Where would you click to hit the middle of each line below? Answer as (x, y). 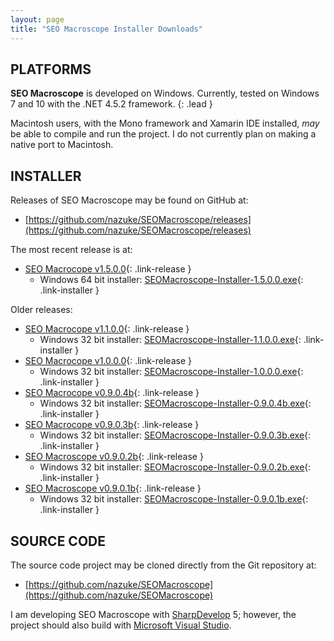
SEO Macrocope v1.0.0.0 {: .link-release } (108, 361)
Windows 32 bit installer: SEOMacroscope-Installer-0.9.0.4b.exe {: (175, 403)
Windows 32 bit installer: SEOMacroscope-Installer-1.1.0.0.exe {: (170, 340)
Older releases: (41, 310)
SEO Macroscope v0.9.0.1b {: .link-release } (113, 488)
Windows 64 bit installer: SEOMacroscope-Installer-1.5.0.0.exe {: (171, 280)
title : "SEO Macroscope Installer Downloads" (106, 29)
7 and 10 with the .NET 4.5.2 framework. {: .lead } (111, 104)
